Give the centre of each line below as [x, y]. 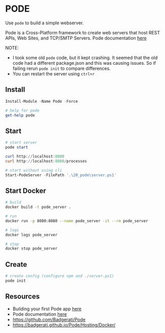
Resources [23, 297]
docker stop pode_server [31, 248]
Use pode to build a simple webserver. [45, 23]
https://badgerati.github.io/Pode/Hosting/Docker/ [64, 325]
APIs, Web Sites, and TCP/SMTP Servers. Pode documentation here [76, 38]
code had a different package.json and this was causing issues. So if [84, 63]
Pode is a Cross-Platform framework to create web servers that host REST [83, 32]
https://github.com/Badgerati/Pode [49, 319]
